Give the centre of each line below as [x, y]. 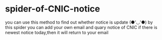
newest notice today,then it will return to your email [57, 32]
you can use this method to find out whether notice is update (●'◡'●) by [79, 22]
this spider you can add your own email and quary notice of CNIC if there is [81, 27]
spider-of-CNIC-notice [53, 9]
